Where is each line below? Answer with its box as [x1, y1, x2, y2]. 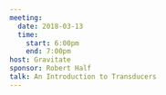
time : [17, 30, 39, 39]
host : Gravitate [9, 55, 71, 64]
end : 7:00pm [26, 47, 71, 56]
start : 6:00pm [26, 38, 79, 48]
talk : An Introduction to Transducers [9, 72, 157, 81]
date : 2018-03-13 [17, 22, 84, 31]
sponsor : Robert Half [9, 64, 92, 73]
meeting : [9, 13, 43, 23]
